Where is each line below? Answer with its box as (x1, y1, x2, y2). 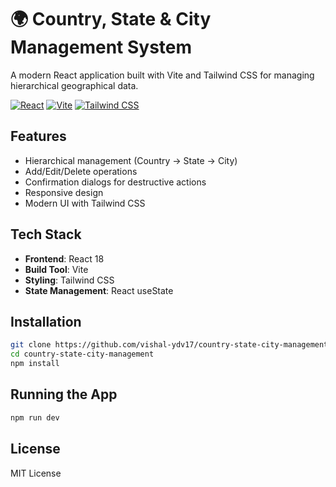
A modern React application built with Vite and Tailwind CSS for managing (10, 69, 315, 81)
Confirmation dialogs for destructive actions (24, 176, 207, 188)
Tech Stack (10, 226, 82, 243)
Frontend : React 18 (24, 252, 105, 265)
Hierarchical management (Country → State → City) (24, 154, 238, 166)
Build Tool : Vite (24, 263, 89, 275)
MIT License (10, 467, 62, 479)
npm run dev (10, 412, 60, 423)
